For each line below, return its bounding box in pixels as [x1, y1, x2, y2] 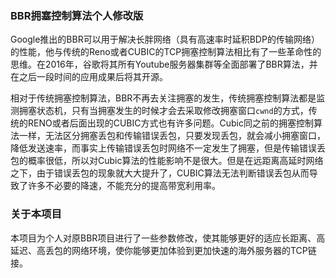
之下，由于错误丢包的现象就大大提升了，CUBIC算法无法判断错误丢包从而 [10, 167, 310, 179]
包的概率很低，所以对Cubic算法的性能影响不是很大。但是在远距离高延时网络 [10, 155, 324, 167]
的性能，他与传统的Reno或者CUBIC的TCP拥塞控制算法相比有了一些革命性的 [10, 46, 322, 58]
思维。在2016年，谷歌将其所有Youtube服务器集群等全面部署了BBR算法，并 [10, 58, 318, 71]
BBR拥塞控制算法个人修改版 [10, 8, 144, 22]
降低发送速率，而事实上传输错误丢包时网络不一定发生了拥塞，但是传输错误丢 [10, 142, 326, 154]
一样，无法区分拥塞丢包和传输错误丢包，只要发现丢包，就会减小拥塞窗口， [18, 130, 326, 142]
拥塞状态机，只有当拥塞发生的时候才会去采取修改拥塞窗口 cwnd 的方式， [18, 105, 309, 117]
